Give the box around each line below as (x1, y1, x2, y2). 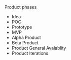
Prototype (11, 24, 33, 30)
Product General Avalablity (11, 45, 66, 51)
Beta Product (11, 40, 39, 46)
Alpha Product (11, 34, 41, 40)
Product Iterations (11, 50, 49, 56)
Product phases (4, 4, 37, 10)
